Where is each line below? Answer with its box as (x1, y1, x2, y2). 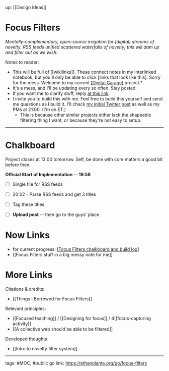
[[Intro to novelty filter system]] (12, 346, 77, 351)
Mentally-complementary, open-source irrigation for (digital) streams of (5, 38, 154, 44)
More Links (5, 270, 53, 281)
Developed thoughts (5, 336, 48, 342)
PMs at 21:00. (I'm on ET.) (12, 106, 66, 113)
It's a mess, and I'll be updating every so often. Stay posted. (12, 85, 137, 91)
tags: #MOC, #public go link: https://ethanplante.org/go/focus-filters (5, 360, 147, 366)
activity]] (12, 321, 31, 327)
